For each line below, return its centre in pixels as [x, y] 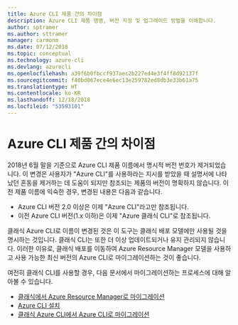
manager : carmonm [33, 41]
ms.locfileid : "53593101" [45, 107]
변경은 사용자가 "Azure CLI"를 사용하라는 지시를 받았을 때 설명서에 [122, 174]
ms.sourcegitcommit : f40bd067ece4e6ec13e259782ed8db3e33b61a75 [103, 80]
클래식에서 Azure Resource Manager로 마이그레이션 [91, 297]
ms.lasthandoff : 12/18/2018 [49, 100]
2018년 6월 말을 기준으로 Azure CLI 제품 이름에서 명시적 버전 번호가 [102, 165]
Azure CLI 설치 [39, 305]
